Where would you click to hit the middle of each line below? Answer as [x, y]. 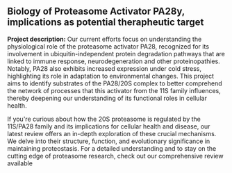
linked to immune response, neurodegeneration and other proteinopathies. [114, 61]
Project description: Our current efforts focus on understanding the [105, 39]
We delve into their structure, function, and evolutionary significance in [109, 141]
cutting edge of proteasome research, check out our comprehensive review [115, 156]
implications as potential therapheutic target [106, 23]
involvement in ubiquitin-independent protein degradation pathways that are [116, 53]
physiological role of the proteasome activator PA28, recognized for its [108, 46]
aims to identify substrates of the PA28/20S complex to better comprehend [115, 83]
